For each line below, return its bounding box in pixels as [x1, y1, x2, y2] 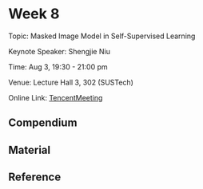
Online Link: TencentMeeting [8, 93, 103, 102]
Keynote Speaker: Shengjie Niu [8, 46, 110, 56]
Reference [8, 171, 62, 184]
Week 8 [8, 5, 60, 23]
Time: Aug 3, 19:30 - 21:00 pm [8, 61, 108, 72]
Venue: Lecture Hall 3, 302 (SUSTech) [8, 77, 134, 87]
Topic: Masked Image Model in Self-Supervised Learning [8, 31, 196, 41]
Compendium [8, 116, 78, 130]
